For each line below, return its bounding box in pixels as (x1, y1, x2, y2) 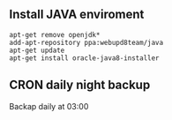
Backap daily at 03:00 (9, 101, 89, 111)
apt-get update (9, 46, 65, 55)
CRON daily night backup (9, 78, 151, 93)
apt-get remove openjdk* (9, 30, 101, 39)
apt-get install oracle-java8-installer (9, 53, 161, 63)
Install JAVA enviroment (9, 7, 145, 22)
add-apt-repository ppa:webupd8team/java (9, 38, 164, 47)
